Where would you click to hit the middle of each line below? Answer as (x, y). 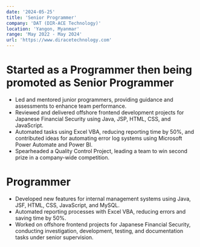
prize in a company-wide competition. (62, 157)
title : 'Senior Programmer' (42, 18)
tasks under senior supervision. (54, 237)
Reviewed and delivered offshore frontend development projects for (99, 112)
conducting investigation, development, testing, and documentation (99, 231)
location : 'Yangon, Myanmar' (43, 29)
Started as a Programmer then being (99, 70)
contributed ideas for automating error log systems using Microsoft (98, 138)
